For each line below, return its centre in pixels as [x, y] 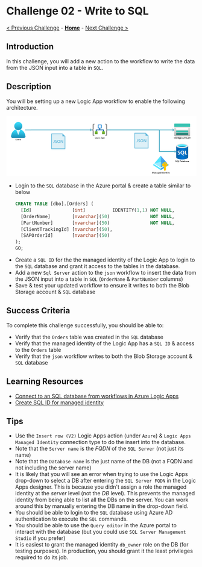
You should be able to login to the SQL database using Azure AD [94, 513]
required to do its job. [42, 557]
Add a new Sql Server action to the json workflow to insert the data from [106, 273]
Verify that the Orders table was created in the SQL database [89, 337]
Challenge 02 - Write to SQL [77, 11]
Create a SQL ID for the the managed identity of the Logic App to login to [105, 260]
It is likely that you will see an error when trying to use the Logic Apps [101, 474]
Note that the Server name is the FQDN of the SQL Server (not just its [99, 449]
